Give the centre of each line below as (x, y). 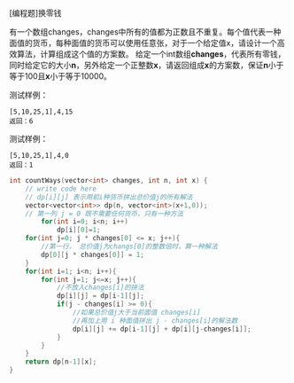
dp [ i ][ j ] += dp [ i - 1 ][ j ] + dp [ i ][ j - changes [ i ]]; (162, 329)
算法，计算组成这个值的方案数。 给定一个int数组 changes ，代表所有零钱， (151, 54)
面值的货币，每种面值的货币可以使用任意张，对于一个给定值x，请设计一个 (143, 43)
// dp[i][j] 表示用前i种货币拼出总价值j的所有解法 (109, 197)
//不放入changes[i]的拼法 (100, 288)
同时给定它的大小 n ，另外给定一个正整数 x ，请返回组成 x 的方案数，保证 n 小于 (147, 65)
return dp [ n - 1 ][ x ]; (61, 362)
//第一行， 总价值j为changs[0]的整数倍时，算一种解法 (130, 246)
